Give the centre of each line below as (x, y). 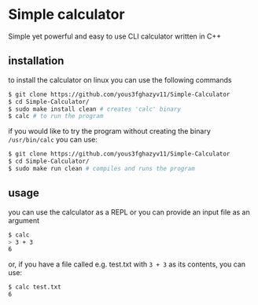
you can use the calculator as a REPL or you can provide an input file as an (129, 212)
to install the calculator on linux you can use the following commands (120, 79)
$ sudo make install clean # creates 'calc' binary (94, 109)
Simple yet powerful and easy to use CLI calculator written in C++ (115, 36)
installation (36, 61)
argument (24, 220)
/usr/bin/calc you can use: (53, 140)
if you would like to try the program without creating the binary (109, 131)
